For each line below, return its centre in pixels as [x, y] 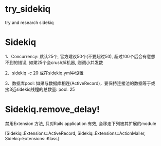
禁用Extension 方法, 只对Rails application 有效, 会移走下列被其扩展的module [81, 124]
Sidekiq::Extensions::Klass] [32, 138]
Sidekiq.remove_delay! [53, 110]
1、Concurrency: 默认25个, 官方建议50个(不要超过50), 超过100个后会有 [76, 56]
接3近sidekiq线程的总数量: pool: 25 [40, 89]
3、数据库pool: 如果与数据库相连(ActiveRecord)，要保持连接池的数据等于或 [80, 83]
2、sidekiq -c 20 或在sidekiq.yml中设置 [45, 73]
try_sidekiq [28, 9]
